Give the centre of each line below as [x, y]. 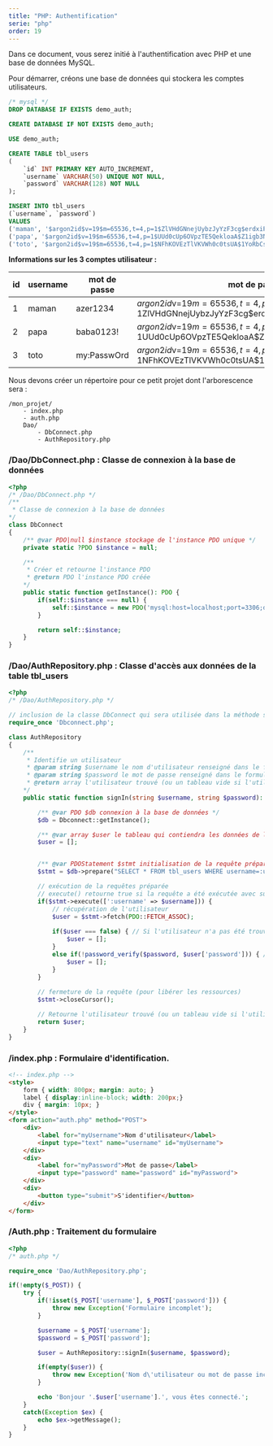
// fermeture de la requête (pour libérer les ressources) [140, 992]
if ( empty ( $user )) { [71, 1367]
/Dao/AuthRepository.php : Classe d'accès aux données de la [132, 666]
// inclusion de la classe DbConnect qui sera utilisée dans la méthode [134, 715]
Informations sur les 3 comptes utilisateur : [82, 259]
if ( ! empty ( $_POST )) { [45, 1286]
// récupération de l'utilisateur [110, 909]
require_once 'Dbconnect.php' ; [61, 723]
